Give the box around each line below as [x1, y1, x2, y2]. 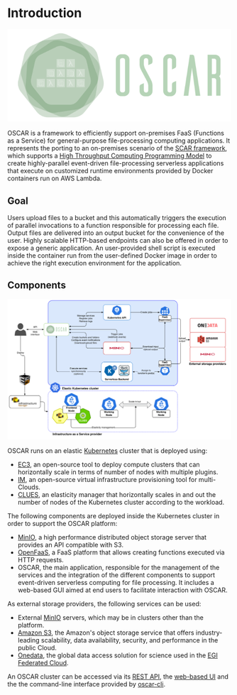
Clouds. [17, 483, 41, 491]
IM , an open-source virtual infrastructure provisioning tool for [17, 476, 197, 484]
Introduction [7, 5, 82, 21]
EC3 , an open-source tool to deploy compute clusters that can [17, 460, 200, 469]
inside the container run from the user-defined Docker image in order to [7, 251, 218, 260]
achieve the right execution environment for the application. [7, 259, 182, 268]
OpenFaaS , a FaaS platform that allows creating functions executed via [17, 548, 225, 557]
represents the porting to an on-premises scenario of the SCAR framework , [7, 144, 228, 153]
